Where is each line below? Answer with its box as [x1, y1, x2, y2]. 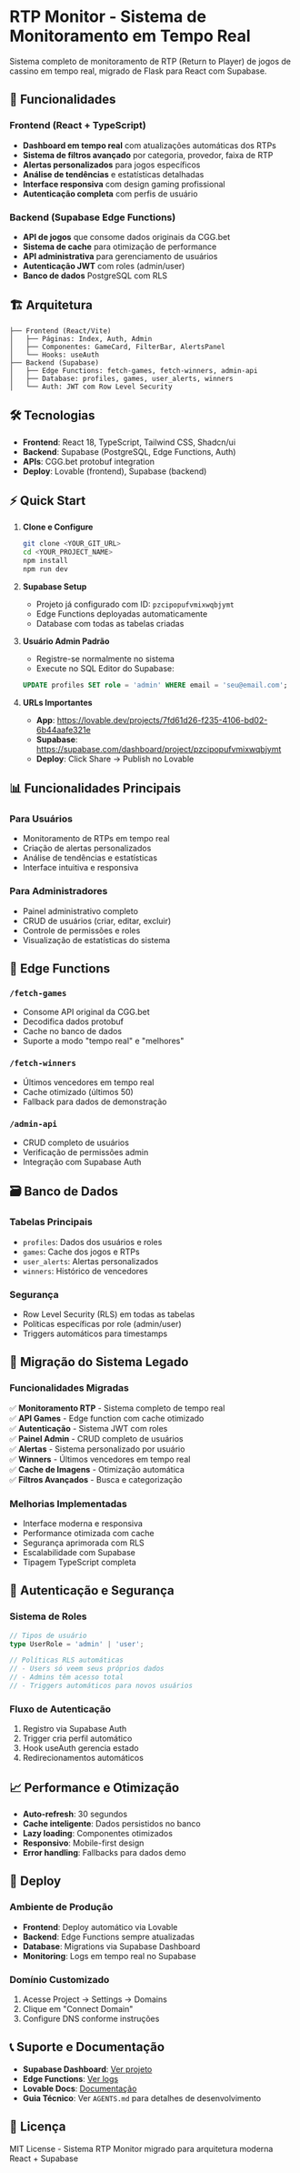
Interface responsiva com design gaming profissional [22, 178, 225, 189]
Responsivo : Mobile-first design [22, 1837, 145, 1848]
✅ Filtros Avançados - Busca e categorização [9, 1474, 183, 1484]
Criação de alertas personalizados [22, 843, 152, 854]
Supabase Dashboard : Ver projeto [22, 2063, 153, 2075]
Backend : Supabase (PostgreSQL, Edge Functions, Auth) [22, 446, 236, 457]
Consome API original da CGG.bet [22, 1007, 150, 1018]
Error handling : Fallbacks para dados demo [22, 1847, 186, 1858]
